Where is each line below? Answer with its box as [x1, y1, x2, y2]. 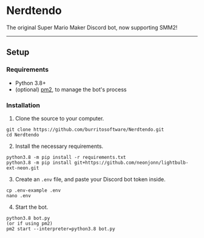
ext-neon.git [6, 165, 39, 171]
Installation [6, 101, 41, 110]
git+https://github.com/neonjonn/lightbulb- [73, 159, 189, 166]
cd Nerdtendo [6, 131, 39, 138]
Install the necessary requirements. [15, 142, 104, 150]
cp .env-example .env [6, 187, 61, 194]
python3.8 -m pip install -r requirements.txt [6, 154, 126, 160]
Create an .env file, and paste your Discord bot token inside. [15, 175, 166, 183]
